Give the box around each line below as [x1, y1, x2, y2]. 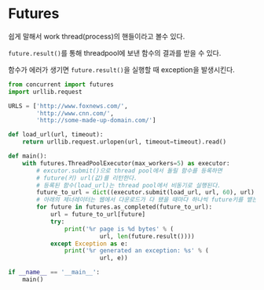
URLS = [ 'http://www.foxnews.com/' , [8, 102, 128, 110]
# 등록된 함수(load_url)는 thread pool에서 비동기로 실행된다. [36, 181, 222, 189]
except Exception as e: [49, 240, 128, 248]
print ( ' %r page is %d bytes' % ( [64, 225, 174, 233]
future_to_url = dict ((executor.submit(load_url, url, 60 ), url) [36, 189, 255, 197]
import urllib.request [8, 88, 82, 96]
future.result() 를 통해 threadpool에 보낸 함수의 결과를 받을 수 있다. [8, 48, 222, 57]
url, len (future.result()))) [99, 232, 195, 240]
